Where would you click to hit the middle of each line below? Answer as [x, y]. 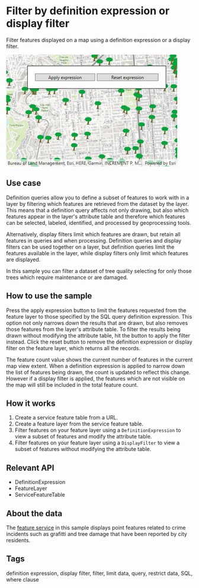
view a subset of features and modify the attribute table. [83, 437]
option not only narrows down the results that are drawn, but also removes [97, 323]
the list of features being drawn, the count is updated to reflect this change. [98, 372]
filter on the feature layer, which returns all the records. [73, 348]
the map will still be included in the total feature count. [72, 384]
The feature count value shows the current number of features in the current [99, 360]
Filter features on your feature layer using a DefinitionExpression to [98, 430]
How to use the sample [49, 296]
